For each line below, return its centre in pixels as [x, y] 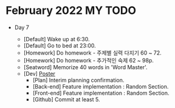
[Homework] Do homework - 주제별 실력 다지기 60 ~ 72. [92, 53]
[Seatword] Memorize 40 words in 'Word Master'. [85, 67]
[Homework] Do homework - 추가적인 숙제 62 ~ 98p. [89, 60]
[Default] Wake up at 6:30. [57, 39]
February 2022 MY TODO [71, 11]
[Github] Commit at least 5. [66, 99]
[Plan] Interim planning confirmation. [78, 80]
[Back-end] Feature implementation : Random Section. [101, 86]
